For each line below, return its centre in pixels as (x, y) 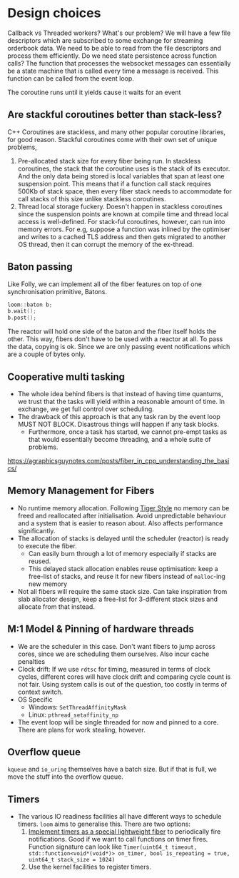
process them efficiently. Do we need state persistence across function (112, 56)
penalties (31, 661)
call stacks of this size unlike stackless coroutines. (92, 198)
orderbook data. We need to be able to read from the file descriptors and (115, 48)
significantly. (36, 530)
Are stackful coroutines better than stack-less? (115, 115)
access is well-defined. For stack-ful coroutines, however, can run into (121, 221)
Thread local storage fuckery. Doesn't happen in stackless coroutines (120, 206)
